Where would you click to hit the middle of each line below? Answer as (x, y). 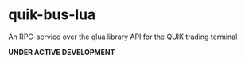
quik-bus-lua (52, 15)
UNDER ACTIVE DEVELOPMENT (62, 52)
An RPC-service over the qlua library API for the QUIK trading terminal (123, 37)
